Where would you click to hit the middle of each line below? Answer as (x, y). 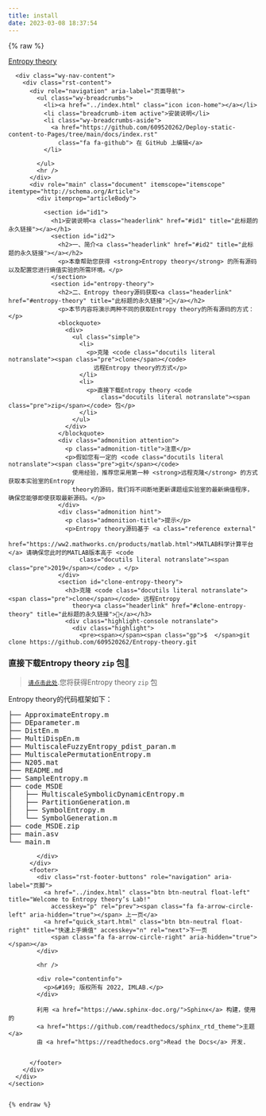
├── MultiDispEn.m (44, 738)
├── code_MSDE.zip (44, 826)
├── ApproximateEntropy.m (59, 715)
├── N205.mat (34, 762)
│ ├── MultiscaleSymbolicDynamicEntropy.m (96, 794)
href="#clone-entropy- (209, 606)
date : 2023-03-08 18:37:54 (53, 23)
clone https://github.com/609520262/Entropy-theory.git (102, 642)
